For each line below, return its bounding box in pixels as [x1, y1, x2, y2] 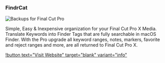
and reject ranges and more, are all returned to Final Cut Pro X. [5, 42, 138, 48]
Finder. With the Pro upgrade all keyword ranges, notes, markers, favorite [5, 36, 160, 43]
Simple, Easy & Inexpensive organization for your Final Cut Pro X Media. [5, 26, 157, 32]
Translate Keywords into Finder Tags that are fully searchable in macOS [5, 31, 156, 37]
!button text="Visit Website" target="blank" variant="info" [5, 52, 127, 58]
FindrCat [5, 4, 28, 11]
